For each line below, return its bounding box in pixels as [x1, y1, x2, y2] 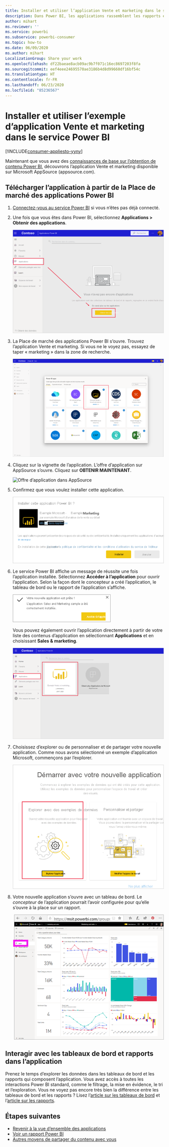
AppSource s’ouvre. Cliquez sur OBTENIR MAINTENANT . [12, 467, 132, 474]
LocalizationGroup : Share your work [5, 56, 82, 61]
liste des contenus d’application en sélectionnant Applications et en [12, 632, 154, 638]
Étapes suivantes [5, 1112, 61, 1121]
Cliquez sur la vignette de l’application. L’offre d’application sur [12, 462, 143, 468]
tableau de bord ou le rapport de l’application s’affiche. [12, 584, 126, 590]
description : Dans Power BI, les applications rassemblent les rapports [5, 13, 161, 19]
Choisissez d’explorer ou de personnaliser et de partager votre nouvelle [12, 744, 161, 750]
